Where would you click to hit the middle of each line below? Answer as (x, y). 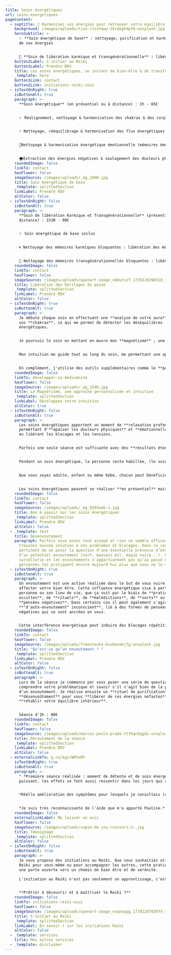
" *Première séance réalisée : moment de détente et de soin (85, 776)
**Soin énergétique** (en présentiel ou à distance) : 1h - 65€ (88, 104)
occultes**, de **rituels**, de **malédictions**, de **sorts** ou (92, 598)
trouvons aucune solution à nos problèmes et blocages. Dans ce (88, 546)
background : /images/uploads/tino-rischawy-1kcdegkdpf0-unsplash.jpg (90, 29)
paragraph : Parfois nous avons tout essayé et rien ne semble (82, 541)
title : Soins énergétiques (34, 10)
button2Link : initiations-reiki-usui (54, 85)
